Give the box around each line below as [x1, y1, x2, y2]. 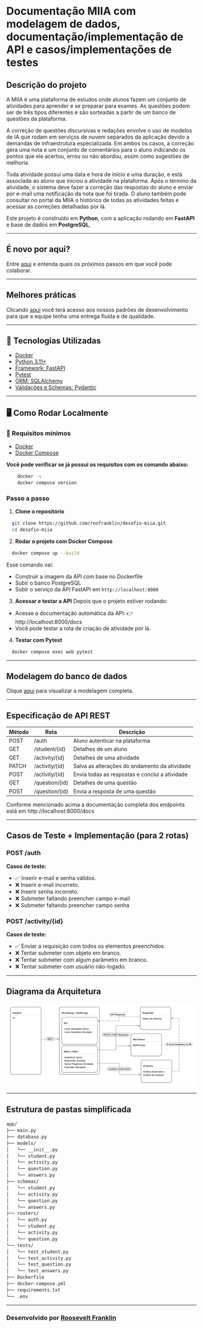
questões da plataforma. [6, 115, 68, 122]
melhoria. [6, 159, 30, 166]
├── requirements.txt [6, 1287, 61, 1293]
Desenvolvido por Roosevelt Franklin [6, 1313, 117, 1322]
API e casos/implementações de [6, 43, 172, 57]
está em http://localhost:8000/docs [6, 807, 95, 815]
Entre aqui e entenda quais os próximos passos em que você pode [6, 260, 172, 268]
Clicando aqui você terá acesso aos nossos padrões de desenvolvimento [6, 306, 188, 313]
